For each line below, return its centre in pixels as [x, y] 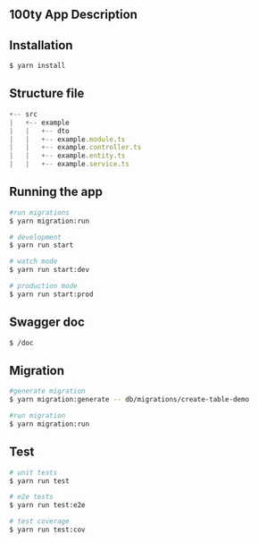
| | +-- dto [39, 131]
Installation [41, 45]
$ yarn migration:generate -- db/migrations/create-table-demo [129, 400]
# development [36, 237]
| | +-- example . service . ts [69, 165]
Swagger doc [47, 322]
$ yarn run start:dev [50, 270]
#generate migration [48, 391]
